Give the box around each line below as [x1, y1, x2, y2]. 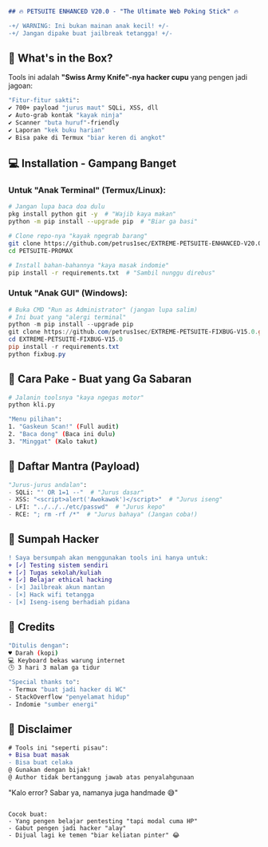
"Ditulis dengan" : [8, 641, 69, 650]
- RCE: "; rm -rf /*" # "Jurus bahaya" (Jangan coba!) [8, 511, 198, 519]
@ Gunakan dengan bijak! [8, 766, 91, 774]
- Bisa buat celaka [8, 758, 73, 766]
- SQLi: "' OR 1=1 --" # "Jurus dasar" [8, 488, 145, 497]
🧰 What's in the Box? [8, 52, 113, 65]
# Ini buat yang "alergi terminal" [8, 313, 127, 321]
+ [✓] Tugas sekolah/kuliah [8, 568, 102, 576]
